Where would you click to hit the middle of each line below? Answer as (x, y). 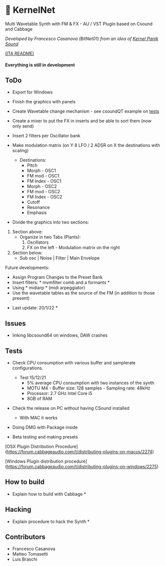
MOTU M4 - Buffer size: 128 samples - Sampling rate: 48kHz (89, 388)
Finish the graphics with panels (44, 102)
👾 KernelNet (30, 10)
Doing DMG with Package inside (45, 427)
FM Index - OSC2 (45, 197)
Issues (16, 323)
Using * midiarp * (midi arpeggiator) (49, 288)
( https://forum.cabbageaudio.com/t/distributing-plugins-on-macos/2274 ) (80, 451)
